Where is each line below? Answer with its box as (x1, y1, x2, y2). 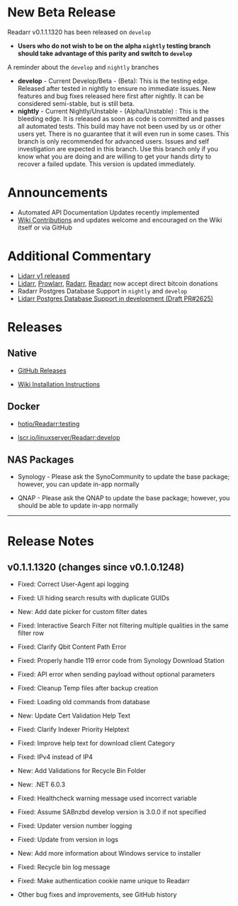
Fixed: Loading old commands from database (17, 698, 150, 706)
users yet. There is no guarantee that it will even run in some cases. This (17, 129, 229, 138)
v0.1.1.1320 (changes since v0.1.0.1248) (7, 561, 185, 573)
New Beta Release (7, 4, 116, 21)
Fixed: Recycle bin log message (17, 863, 110, 871)
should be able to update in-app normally (17, 502, 139, 510)
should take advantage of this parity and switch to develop (17, 49, 193, 58)
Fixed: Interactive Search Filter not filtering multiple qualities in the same (17, 621, 229, 630)
